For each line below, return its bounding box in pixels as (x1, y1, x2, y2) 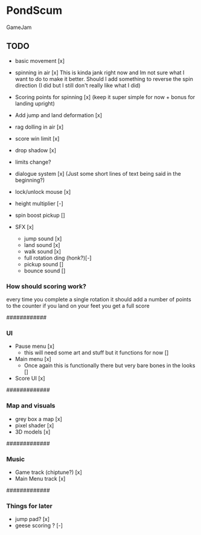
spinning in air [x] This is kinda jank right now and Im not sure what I (14, 69, 185, 76)
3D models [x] (14, 428, 51, 435)
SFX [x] (14, 223, 34, 230)
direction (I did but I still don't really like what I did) (14, 82, 141, 89)
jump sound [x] (24, 235, 62, 242)
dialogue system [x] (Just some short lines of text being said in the (14, 170, 181, 177)
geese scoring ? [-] (14, 522, 63, 529)
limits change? (14, 158, 51, 165)
